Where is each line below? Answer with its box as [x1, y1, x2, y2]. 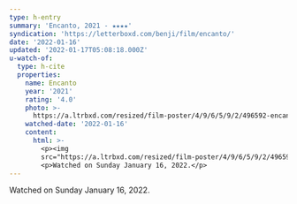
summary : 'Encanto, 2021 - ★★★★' [9, 21, 133, 30]
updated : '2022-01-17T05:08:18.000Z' [9, 46, 148, 55]
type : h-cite [17, 63, 65, 72]
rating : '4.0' [25, 94, 77, 104]
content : [25, 128, 57, 137]
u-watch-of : [9, 54, 53, 63]
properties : [17, 71, 62, 79]
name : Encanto [25, 79, 77, 87]
